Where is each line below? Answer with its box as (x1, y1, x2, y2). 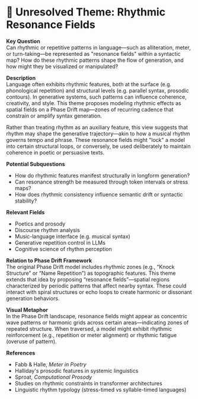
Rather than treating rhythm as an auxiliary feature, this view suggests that (6, 123, 189, 131)
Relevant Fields (6, 208, 45, 216)
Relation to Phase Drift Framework (6, 256, 92, 264)
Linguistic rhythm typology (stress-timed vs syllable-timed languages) (14, 386, 187, 393)
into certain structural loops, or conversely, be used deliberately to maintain (6, 142, 191, 150)
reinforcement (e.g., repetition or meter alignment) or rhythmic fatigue (6, 331, 177, 338)
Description (6, 74, 36, 81)
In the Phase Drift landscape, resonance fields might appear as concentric (6, 312, 188, 319)
